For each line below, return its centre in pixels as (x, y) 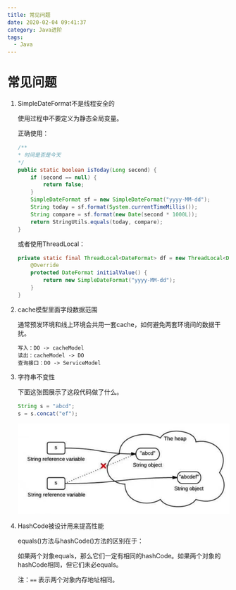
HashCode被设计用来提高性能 (61, 526)
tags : (15, 37)
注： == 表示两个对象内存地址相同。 (68, 579)
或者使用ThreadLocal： (51, 244)
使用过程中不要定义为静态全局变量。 (70, 118)
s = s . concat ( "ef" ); (48, 413)
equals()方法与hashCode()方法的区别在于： (81, 541)
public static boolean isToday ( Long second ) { (87, 170)
